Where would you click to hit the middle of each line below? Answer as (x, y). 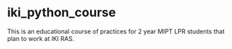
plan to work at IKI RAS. (41, 38)
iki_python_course (62, 13)
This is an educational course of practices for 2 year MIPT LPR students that (116, 31)
